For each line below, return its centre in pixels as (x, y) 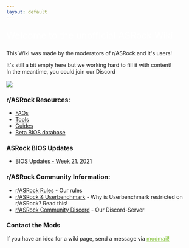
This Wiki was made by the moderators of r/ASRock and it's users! (89, 53)
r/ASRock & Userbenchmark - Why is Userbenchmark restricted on (99, 197)
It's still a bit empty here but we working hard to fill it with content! (89, 65)
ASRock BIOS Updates (40, 148)
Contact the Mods (33, 226)
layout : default (27, 12)
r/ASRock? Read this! (41, 203)
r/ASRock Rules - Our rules (49, 190)
